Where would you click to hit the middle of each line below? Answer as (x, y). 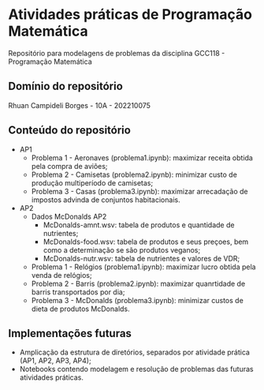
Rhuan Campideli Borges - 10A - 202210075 (80, 105)
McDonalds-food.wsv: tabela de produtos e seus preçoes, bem (146, 242)
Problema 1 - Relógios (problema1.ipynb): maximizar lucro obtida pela (143, 267)
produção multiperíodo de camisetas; (92, 182)
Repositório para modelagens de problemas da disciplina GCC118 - (117, 53)
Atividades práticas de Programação (130, 15)
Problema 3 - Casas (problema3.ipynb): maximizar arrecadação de (139, 191)
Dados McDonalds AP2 (69, 216)
